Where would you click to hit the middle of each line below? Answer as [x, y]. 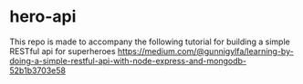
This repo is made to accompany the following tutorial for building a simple [150, 42]
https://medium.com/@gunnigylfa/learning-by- [205, 51]
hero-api [43, 17]
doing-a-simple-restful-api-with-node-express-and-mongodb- [128, 61]
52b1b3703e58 [38, 70]
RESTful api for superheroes [63, 51]
